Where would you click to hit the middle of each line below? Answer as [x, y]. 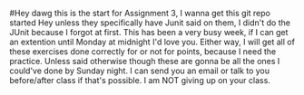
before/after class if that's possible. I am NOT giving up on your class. [140, 80]
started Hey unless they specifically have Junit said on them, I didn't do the [150, 23]
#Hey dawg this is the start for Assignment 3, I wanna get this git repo [140, 13]
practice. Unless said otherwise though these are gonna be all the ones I [145, 61]
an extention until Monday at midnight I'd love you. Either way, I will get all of [152, 42]
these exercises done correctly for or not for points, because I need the [143, 52]
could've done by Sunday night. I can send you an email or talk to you [140, 71]
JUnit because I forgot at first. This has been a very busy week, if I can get [149, 32]
